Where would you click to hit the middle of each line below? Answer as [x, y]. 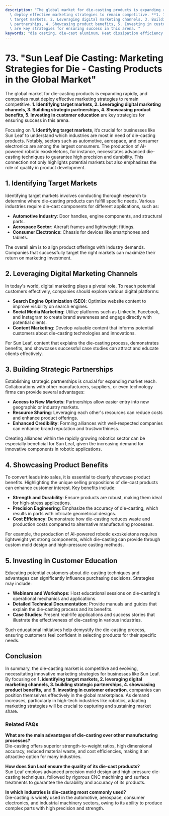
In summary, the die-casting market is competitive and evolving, [72, 668]
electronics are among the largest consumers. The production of [72, 146]
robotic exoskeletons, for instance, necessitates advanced [85, 151]
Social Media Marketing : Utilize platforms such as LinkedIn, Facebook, [86, 312]
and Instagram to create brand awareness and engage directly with [82, 317]
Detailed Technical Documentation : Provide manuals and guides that [84, 604]
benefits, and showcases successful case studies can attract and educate [82, 348]
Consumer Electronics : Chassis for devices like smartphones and [81, 232]
